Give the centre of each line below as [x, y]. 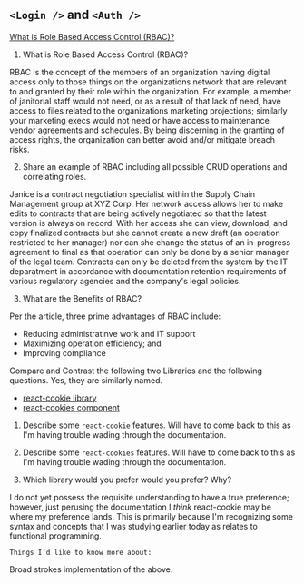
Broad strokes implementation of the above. [91, 569]
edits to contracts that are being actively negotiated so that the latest [138, 213]
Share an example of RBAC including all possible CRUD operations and [155, 166]
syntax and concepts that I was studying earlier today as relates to [134, 526]
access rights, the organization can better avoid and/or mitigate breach [142, 139]
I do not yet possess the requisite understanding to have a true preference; [149, 497]
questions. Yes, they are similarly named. [86, 380]
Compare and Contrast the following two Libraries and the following [136, 371]
